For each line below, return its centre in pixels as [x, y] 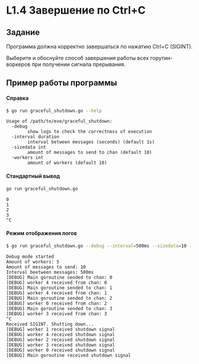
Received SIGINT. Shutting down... [50, 324]
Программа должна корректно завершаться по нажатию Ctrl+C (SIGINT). [99, 46]
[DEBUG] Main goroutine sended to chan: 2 [59, 298]
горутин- [161, 58]
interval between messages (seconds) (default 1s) [91, 142]
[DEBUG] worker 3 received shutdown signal [61, 345]
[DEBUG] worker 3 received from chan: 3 [57, 314]
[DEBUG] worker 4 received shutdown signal [61, 334]
